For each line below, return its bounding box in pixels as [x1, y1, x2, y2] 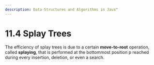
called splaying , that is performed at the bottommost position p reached [5, 49, 149, 55]
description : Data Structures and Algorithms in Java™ [5, 7, 118, 12]
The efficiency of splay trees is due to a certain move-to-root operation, [5, 44, 150, 50]
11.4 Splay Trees [5, 28, 72, 39]
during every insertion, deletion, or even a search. [5, 54, 105, 60]
